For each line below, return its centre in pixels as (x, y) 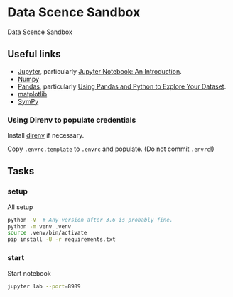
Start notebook (29, 273)
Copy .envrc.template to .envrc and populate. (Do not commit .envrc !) (111, 149)
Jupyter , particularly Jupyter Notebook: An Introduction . (100, 71)
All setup (20, 207)
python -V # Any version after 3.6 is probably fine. (90, 220)
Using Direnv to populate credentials (72, 120)
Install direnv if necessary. (46, 135)
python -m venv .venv (39, 226)
